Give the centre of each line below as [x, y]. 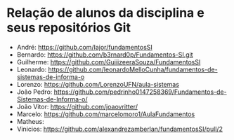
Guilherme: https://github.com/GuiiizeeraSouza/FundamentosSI [109, 62]
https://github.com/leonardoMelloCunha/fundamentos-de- [133, 69]
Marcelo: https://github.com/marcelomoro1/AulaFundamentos [106, 114]
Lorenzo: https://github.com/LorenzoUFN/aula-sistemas [98, 84]
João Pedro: [34, 92]
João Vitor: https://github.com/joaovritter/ [77, 106]
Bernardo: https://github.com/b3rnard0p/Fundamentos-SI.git [105, 55]
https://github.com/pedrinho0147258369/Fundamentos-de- [140, 92]
